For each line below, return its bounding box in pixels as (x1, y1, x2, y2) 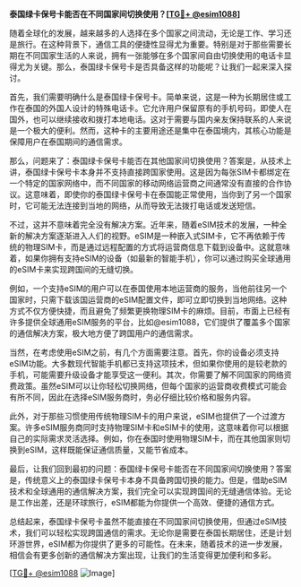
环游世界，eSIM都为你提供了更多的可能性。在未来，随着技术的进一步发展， (9, 539, 288, 549)
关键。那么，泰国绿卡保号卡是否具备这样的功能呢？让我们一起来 (32, 62, 269, 72)
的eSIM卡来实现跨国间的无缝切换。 (9, 264, 139, 274)
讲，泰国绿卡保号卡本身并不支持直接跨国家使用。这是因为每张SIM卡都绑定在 (9, 167, 291, 177)
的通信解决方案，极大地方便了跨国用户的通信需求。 (9, 328, 198, 339)
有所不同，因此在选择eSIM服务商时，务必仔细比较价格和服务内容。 (9, 392, 256, 402)
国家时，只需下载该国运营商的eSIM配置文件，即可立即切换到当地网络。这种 (9, 295, 288, 305)
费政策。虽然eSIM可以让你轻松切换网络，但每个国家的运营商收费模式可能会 (9, 381, 288, 391)
